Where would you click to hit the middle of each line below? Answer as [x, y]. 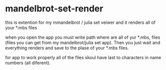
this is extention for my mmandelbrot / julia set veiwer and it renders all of [80, 22]
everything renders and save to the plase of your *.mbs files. [67, 48]
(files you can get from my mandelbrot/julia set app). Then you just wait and [83, 42]
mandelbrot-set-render [54, 9]
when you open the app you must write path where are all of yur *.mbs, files [83, 37]
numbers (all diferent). [28, 63]
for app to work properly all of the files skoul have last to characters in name [83, 57]
